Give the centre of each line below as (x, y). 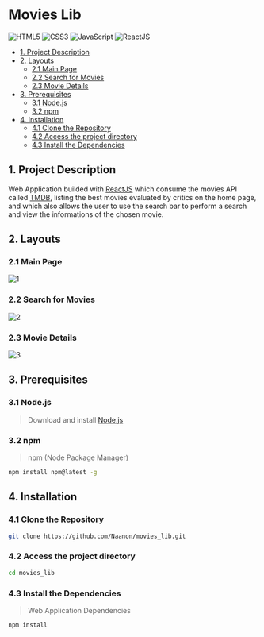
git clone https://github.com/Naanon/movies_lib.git (97, 536)
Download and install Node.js (75, 419)
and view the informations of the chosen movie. (86, 214)
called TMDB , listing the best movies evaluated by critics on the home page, (132, 197)
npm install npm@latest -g (53, 473)
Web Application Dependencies (79, 610)
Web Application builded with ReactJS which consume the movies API (123, 189)
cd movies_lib (32, 573)
